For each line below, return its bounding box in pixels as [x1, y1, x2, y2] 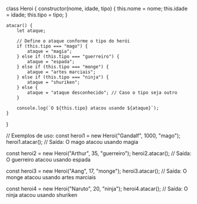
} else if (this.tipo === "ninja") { [16, 74, 109, 80]
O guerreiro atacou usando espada [6, 156, 91, 163]
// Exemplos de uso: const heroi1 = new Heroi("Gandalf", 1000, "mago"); [6, 132, 181, 139]
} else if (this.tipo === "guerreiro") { [16, 54, 119, 60]
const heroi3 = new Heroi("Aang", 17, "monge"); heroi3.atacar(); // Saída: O [6, 167, 187, 175]
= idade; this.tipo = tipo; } [6, 11, 68, 18]
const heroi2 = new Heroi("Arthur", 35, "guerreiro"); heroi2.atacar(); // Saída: [6, 150, 192, 157]
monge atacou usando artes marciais [6, 174, 96, 180]
